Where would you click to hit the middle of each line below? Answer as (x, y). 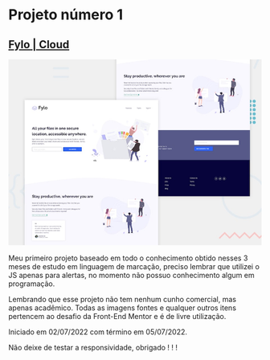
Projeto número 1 (65, 15)
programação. (32, 284)
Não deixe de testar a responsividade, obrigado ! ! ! (93, 347)
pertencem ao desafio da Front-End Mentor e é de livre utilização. (117, 316)
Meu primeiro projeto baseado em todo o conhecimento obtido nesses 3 (128, 258)
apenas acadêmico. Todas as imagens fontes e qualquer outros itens (123, 308)
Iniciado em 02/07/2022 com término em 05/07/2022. (98, 332)
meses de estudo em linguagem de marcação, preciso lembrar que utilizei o (134, 266)
